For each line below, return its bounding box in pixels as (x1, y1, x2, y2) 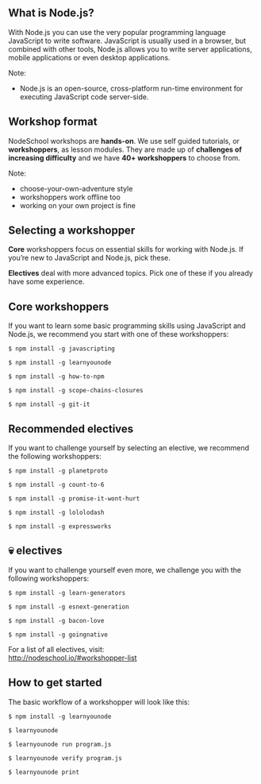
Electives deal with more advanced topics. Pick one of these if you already (8, 268, 254, 278)
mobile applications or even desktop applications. (8, 52, 171, 62)
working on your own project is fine (19, 200, 136, 210)
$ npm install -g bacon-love (8, 616, 105, 624)
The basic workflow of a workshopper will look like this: (8, 697, 190, 706)
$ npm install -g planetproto (8, 467, 109, 475)
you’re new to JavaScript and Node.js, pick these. (8, 253, 171, 263)
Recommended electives (8, 422, 134, 435)
